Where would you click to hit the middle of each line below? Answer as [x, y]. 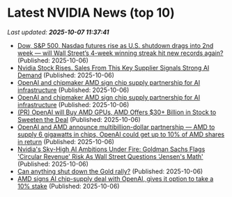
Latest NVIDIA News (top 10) [91, 13]
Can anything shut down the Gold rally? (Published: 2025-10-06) [110, 171]
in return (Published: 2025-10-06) [66, 141]
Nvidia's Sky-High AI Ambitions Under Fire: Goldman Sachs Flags [111, 149]
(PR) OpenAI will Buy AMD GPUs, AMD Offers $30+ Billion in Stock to [117, 112]
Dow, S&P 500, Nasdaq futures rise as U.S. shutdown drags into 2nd [115, 45]
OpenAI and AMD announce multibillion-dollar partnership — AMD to [116, 127]
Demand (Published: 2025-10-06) [66, 75]
